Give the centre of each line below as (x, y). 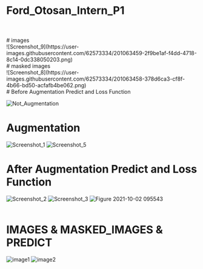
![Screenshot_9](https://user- (43, 47)
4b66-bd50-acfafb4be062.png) (46, 85)
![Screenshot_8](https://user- (43, 72)
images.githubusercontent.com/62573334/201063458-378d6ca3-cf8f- (96, 79)
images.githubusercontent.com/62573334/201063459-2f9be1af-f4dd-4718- (101, 53)
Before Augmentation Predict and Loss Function (71, 91)
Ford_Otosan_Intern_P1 (65, 11)
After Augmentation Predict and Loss (102, 169)
